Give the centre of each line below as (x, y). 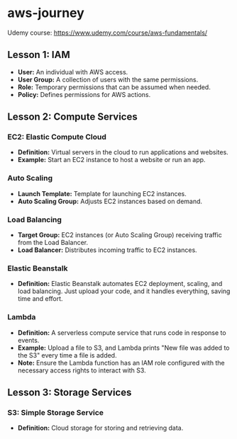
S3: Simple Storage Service (56, 412)
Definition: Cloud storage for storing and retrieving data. (100, 428)
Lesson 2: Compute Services (72, 117)
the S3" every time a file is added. (67, 355)
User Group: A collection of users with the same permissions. (108, 79)
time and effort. (40, 299)
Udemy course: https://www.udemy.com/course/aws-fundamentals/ (108, 33)
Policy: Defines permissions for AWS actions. (84, 94)
